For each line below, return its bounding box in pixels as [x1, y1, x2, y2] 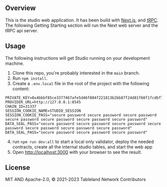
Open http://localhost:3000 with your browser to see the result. [12, 149, 143, 155]
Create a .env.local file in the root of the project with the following [12, 80, 150, 86]
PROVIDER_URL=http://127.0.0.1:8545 [5, 99, 81, 104]
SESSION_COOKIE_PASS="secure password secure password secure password [5, 112, 157, 118]
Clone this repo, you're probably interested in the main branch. [12, 70, 140, 76]
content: [12, 86, 30, 92]
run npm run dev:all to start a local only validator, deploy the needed [12, 139, 154, 144]
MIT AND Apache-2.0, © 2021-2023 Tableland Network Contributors [5, 177, 146, 183]
